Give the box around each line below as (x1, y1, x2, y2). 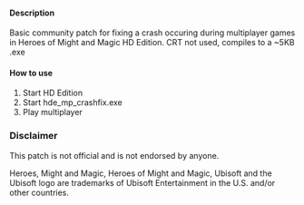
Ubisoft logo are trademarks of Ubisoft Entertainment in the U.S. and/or (9, 177, 276, 188)
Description (9, 7, 55, 18)
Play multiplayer (22, 107, 83, 118)
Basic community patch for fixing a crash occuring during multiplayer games (9, 27, 296, 38)
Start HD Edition (22, 87, 83, 99)
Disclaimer (9, 130, 58, 142)
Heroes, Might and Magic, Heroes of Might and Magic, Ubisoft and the (9, 168, 272, 179)
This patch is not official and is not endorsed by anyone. (9, 150, 220, 161)
